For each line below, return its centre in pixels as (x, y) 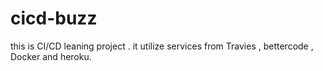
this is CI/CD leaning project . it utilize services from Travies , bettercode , (162, 46)
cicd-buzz (54, 18)
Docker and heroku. (51, 56)
